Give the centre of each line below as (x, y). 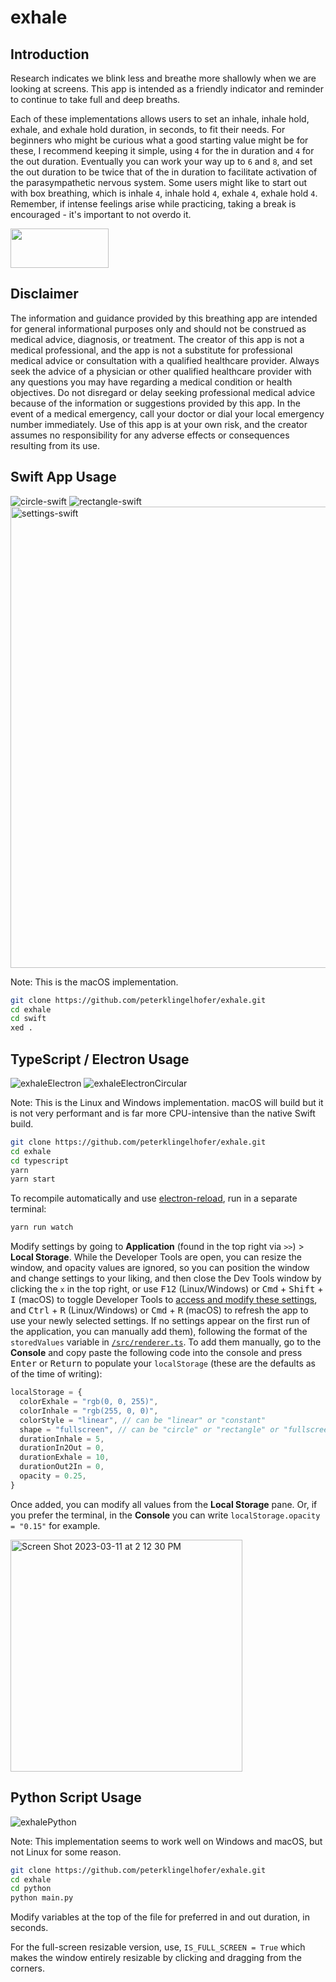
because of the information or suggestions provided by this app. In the (155, 403)
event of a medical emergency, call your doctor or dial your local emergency (167, 413)
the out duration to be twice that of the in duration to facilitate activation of (164, 172)
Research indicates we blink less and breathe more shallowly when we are (163, 78)
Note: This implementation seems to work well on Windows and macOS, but (166, 1841)
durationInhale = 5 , (62, 1439)
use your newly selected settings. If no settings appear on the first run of (160, 1321)
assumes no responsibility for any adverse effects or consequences (150, 435)
